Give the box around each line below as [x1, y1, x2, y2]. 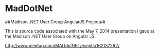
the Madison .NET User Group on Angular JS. [5, 33, 96, 39]
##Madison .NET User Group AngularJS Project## [5, 19, 106, 25]
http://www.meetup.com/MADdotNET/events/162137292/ [5, 42, 120, 48]
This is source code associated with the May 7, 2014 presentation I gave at [5, 28, 155, 34]
